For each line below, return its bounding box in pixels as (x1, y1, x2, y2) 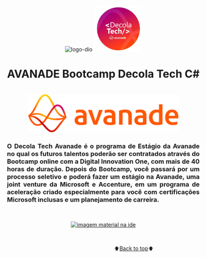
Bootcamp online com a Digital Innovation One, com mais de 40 (7, 157, 200, 166)
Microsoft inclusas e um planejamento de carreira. (7, 195, 160, 204)
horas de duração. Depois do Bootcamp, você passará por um (7, 164, 200, 173)
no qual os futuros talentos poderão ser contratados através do (7, 149, 200, 158)
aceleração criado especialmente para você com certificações (7, 188, 200, 196)
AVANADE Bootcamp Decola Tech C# (7, 67, 200, 81)
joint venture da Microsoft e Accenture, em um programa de (7, 180, 200, 188)
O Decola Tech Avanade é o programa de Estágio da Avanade (7, 142, 200, 150)
